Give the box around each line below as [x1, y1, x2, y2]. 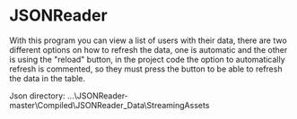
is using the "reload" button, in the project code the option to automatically [9, 54, 285, 64]
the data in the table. [9, 72, 86, 83]
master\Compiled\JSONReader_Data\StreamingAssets [9, 99, 210, 110]
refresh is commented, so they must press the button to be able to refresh [9, 64, 283, 74]
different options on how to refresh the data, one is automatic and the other [9, 44, 288, 55]
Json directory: [9, 90, 66, 101]
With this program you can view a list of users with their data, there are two [9, 35, 287, 46]
